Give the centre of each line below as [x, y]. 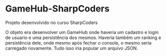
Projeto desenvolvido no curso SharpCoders [51, 22]
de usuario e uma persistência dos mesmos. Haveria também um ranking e [83, 37]
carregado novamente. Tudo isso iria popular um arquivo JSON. [72, 48]
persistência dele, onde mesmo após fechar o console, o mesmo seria [78, 42]
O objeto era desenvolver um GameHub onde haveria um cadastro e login [82, 32]
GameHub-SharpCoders [57, 9]
